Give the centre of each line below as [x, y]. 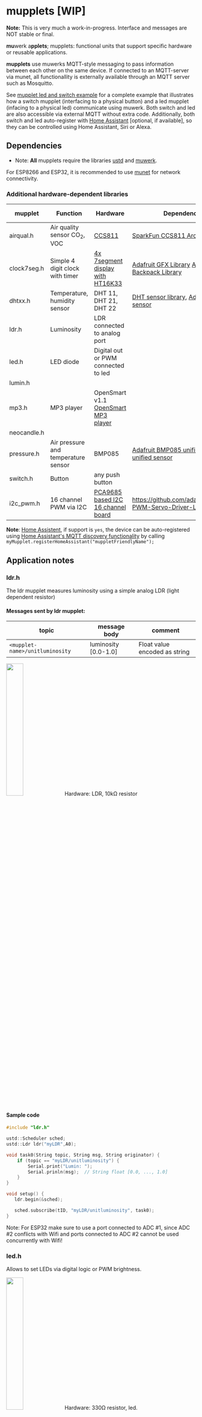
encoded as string [164, 652]
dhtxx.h [20, 301]
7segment [109, 261]
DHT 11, [106, 294]
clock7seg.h [27, 268]
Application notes [40, 560]
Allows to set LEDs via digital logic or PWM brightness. [74, 1269]
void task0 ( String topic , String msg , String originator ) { [83, 1155]
